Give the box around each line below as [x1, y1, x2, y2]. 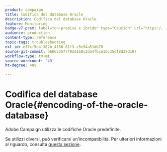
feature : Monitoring [5, 21, 48, 26]
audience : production [5, 30, 50, 35]
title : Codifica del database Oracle [5, 12, 83, 17]
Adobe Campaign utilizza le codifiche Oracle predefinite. [5, 127, 121, 133]
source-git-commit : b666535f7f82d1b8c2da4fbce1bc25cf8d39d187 [5, 49, 137, 54]
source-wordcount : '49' [5, 58, 55, 63]
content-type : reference [5, 35, 57, 40]
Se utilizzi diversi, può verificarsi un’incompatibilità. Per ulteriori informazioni [5, 136, 162, 142]
